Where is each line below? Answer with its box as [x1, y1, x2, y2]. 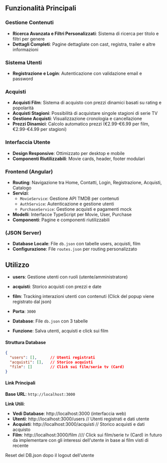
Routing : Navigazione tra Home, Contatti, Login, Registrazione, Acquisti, [12, 179, 162, 185]
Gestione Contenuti [5, 19, 54, 26]
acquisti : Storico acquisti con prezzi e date [12, 283, 102, 289]
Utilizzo [5, 260, 30, 269]
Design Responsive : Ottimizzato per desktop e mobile [12, 150, 125, 156]
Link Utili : [5, 401, 25, 407]
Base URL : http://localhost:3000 [5, 391, 75, 397]
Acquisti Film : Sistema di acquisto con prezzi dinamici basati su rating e [12, 100, 162, 106]
